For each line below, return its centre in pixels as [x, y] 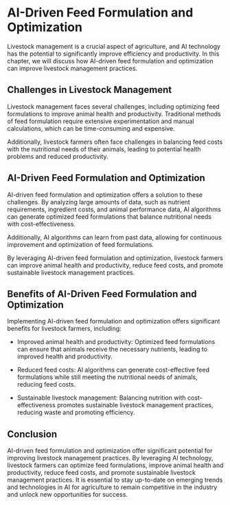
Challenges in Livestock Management [90, 90]
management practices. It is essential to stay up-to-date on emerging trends [115, 480]
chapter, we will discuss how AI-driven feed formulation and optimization [110, 61]
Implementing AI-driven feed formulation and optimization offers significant [114, 321]
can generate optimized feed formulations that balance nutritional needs [109, 216]
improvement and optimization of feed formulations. [81, 244]
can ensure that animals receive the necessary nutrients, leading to [112, 350]
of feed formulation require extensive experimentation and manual [101, 121]
